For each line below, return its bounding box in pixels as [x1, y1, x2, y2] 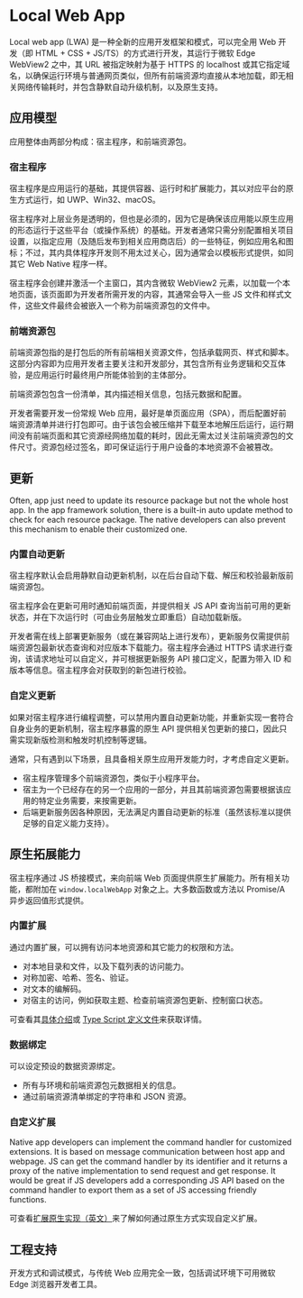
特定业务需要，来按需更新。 [38, 795, 142, 806]
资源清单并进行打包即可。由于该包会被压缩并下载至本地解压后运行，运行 [16, 419, 286, 430]
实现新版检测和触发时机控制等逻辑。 [16, 734, 151, 745]
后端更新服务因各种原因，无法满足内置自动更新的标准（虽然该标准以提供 [22, 806, 291, 817]
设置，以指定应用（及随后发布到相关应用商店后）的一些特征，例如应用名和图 [9, 236, 294, 247]
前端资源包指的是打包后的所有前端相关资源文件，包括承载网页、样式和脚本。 [9, 347, 294, 358]
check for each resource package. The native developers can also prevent [9, 515, 286, 526]
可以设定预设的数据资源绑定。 [9, 1061, 120, 1072]
